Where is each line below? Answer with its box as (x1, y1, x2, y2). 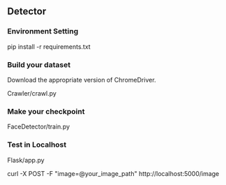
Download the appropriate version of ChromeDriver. (7, 75, 156, 84)
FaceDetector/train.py (7, 122, 70, 131)
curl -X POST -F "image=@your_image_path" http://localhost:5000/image (7, 169, 220, 177)
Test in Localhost (7, 140, 67, 149)
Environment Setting (7, 27, 79, 36)
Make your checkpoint (7, 106, 85, 116)
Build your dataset (7, 59, 71, 69)
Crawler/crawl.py (7, 89, 57, 97)
